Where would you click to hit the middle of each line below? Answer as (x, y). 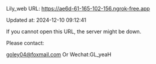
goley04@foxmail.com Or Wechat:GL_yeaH (59, 55)
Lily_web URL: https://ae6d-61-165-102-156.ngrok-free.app (78, 9)
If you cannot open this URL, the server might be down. (74, 31)
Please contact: (25, 43)
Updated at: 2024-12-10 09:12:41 (46, 20)
